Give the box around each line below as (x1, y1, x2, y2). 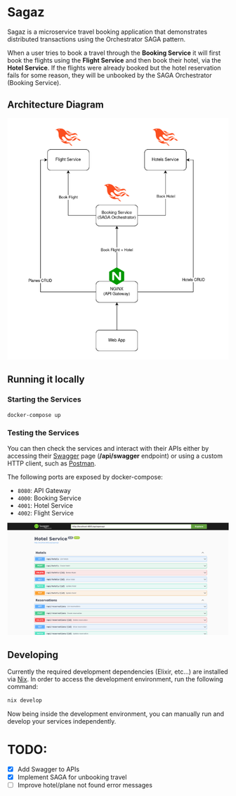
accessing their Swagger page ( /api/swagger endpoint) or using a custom (7, 451, 223, 460)
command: (7, 682, 39, 691)
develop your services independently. (7, 717, 117, 725)
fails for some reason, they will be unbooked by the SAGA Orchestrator (7, 71, 212, 79)
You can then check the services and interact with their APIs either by (7, 444, 209, 452)
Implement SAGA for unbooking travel (17, 773, 127, 781)
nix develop (7, 697, 42, 704)
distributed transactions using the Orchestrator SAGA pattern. (7, 34, 186, 43)
